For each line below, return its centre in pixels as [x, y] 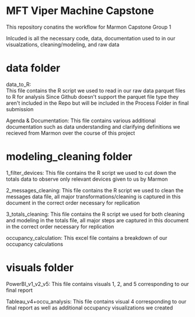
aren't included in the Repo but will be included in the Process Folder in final [97, 103]
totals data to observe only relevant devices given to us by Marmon [87, 179]
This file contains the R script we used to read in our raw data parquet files [96, 90]
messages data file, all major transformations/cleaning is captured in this [93, 197]
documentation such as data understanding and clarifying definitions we [93, 126]
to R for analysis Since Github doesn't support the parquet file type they [93, 97]
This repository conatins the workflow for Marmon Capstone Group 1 [88, 27]
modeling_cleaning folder [69, 157]
